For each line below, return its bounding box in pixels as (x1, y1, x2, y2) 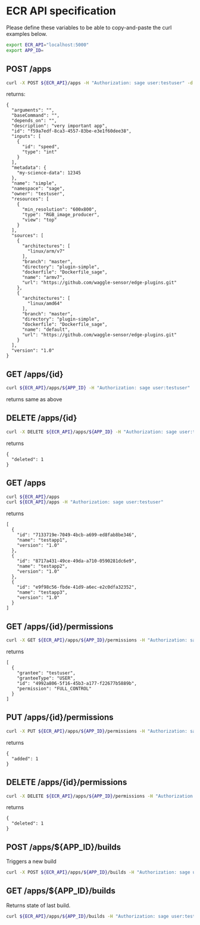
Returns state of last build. (6, 902, 71, 909)
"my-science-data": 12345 (17, 170, 82, 176)
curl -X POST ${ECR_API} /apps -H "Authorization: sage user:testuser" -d (6, 79, 193, 86)
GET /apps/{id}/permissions (6, 621, 114, 631)
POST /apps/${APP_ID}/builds (6, 842, 121, 852)
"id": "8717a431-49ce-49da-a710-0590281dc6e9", (17, 558, 137, 564)
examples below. (6, 30, 48, 37)
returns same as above (6, 396, 62, 403)
